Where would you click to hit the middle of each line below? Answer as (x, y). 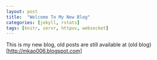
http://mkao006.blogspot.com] (45, 51)
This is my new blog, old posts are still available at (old (72, 45)
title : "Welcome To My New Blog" (48, 17)
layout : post (22, 11)
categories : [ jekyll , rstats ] (43, 22)
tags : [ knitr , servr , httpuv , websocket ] (57, 28)
